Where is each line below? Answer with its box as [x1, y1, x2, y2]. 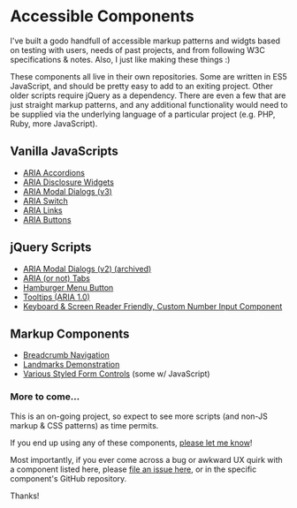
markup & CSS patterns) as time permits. [10, 420, 159, 430]
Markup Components [10, 326, 130, 341]
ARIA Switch [22, 195, 69, 206]
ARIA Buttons [22, 214, 72, 224]
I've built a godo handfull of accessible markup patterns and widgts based [10, 35, 281, 46]
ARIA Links [22, 205, 63, 216]
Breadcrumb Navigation [22, 350, 110, 360]
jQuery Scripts [10, 240, 92, 255]
